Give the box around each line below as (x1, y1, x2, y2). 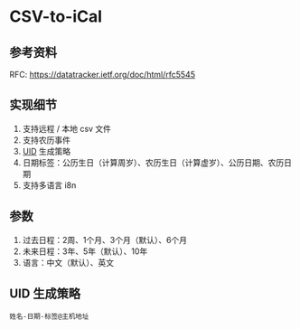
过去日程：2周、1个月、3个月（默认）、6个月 (22, 234, 188, 245)
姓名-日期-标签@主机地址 (9, 312, 89, 322)
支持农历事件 (22, 134, 70, 146)
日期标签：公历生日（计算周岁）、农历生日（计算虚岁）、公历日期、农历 (22, 156, 285, 168)
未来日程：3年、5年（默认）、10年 (22, 246, 148, 257)
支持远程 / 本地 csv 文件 (22, 123, 111, 134)
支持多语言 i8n (22, 179, 77, 191)
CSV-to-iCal (9, 6, 102, 27)
